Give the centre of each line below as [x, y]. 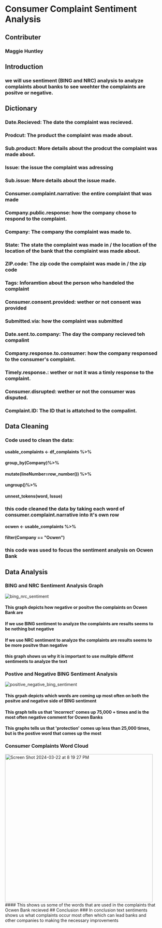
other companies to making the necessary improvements [62, 920]
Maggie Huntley [24, 51]
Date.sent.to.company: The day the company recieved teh [75, 334]
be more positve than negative [36, 645]
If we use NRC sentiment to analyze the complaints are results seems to [79, 640]
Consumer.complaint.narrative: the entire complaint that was [79, 193]
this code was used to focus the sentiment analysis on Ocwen [79, 550]
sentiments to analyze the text [36, 661]
